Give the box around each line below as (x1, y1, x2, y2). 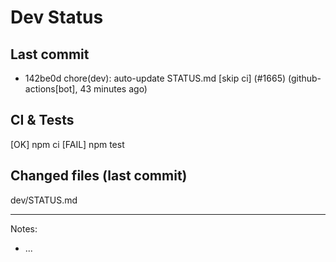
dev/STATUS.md (10, 194, 78, 206)
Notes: (10, 222, 38, 235)
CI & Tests (10, 112, 75, 129)
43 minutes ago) (79, 83, 148, 95)
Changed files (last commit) (10, 167, 188, 185)
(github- (287, 72, 322, 84)
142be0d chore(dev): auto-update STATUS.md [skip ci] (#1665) (24, 72, 287, 84)
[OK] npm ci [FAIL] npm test (10, 138, 125, 150)
